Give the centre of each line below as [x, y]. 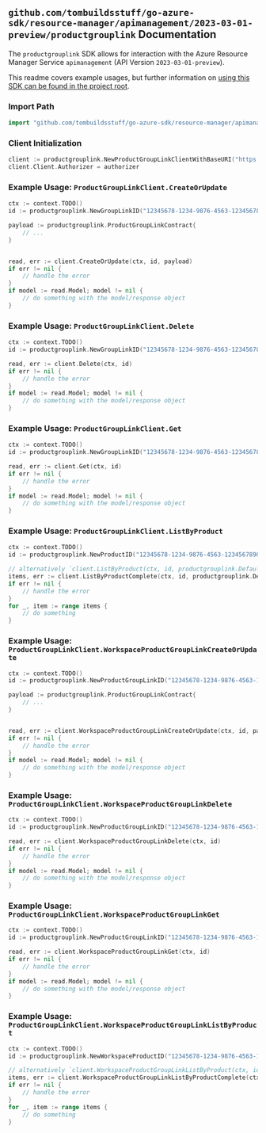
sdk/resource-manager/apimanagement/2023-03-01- [131, 23]
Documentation [177, 34]
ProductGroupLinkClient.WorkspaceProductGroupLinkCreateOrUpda [133, 650]
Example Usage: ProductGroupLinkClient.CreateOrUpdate [118, 187]
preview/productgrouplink [72, 35]
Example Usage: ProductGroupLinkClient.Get [95, 428]
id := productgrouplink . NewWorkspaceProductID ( [88, 1056]
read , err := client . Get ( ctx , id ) [65, 467]
